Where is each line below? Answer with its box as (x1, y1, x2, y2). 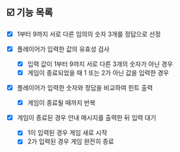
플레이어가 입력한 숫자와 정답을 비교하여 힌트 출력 (16, 84, 153, 92)
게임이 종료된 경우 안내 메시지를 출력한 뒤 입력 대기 (16, 113, 157, 122)
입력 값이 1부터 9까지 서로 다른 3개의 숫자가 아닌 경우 (27, 59, 174, 68)
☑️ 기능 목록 (6, 6, 54, 19)
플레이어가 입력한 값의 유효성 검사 (16, 44, 110, 53)
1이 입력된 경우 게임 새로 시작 (27, 129, 107, 137)
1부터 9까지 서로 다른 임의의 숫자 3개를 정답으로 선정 (16, 30, 161, 38)
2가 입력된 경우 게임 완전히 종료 (27, 137, 114, 146)
